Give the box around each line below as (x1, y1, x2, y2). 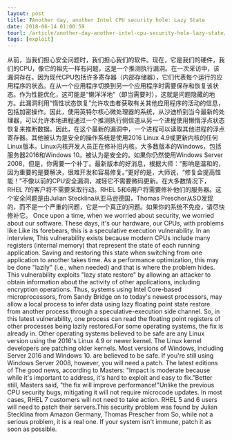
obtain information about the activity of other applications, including (7, 278, 200, 286)
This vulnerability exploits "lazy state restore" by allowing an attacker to (7, 271, 211, 279)
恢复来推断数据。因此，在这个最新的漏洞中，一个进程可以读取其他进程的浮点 (7, 125, 225, 134)
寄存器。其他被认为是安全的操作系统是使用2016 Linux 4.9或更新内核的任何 (7, 134, 219, 142)
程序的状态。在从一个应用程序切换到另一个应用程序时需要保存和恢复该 (12, 82, 213, 90)
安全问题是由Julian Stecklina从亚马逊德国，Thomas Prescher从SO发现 (12, 194, 214, 203)
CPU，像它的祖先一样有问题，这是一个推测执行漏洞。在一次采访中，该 (19, 64, 220, 73)
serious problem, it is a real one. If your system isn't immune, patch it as (7, 418, 212, 426)
